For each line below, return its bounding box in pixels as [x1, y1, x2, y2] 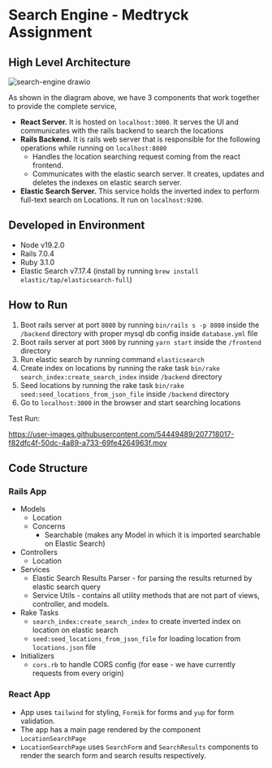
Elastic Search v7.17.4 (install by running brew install [19, 266, 199, 276]
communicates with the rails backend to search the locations [19, 126, 224, 135]
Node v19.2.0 [19, 240, 65, 250]
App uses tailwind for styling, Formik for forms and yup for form [19, 707, 234, 717]
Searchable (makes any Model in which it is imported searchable [44, 530, 261, 540]
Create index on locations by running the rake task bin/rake [19, 363, 221, 373]
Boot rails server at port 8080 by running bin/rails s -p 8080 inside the [19, 320, 260, 329]
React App [8, 689, 51, 700]
